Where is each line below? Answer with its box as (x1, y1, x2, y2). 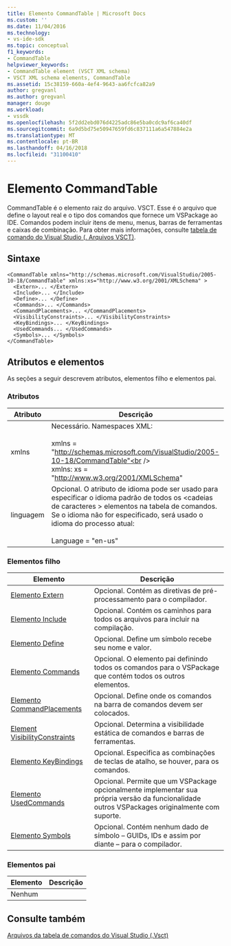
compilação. (93, 623, 134, 633)
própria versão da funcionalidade (93, 794, 201, 803)
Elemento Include (10, 614, 67, 624)
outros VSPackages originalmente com (93, 803, 220, 812)
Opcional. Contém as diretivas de (93, 586, 201, 596)
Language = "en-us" (51, 536, 119, 545)
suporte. (93, 811, 122, 821)
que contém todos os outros (93, 672, 186, 681)
